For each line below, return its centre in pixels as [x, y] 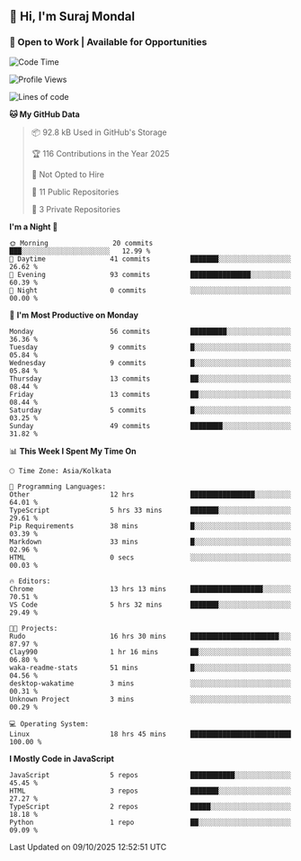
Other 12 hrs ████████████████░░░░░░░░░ [150, 494]
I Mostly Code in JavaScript [62, 758]
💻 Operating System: [49, 724]
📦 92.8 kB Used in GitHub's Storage [99, 132]
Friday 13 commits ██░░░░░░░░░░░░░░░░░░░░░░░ [150, 394]
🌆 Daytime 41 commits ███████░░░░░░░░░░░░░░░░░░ [150, 259]
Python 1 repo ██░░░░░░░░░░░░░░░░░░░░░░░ [150, 822]
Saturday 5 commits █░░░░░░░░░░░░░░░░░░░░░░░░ [150, 410]
